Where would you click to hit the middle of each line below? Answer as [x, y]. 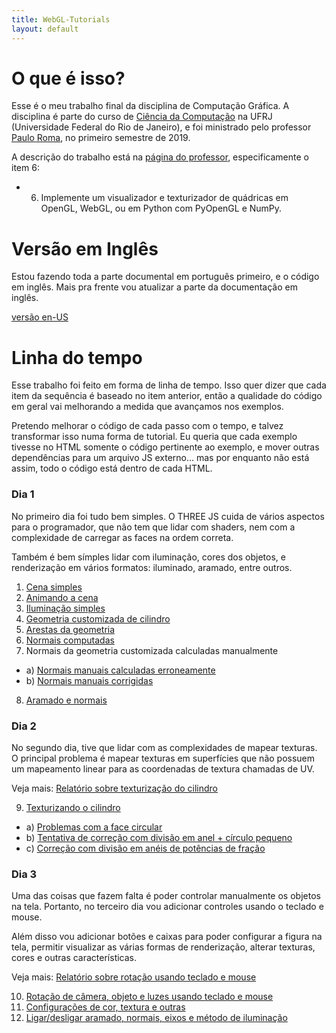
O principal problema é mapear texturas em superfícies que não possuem [163, 758]
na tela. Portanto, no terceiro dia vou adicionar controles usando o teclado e [167, 907]
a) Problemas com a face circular [94, 827]
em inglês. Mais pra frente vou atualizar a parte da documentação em [154, 287]
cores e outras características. [74, 958]
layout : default [45, 29]
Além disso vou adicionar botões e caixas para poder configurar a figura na [167, 937]
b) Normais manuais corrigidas [89, 680]
